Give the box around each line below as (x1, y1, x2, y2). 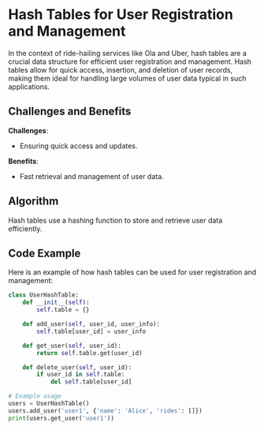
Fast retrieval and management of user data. (19, 171, 164, 181)
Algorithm (8, 195, 59, 208)
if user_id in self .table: (36, 371, 125, 379)
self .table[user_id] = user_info (36, 327, 147, 335)
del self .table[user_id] (50, 378, 132, 386)
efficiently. (8, 223, 43, 234)
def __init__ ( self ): (22, 298, 90, 307)
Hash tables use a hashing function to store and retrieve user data (8, 215, 223, 225)
